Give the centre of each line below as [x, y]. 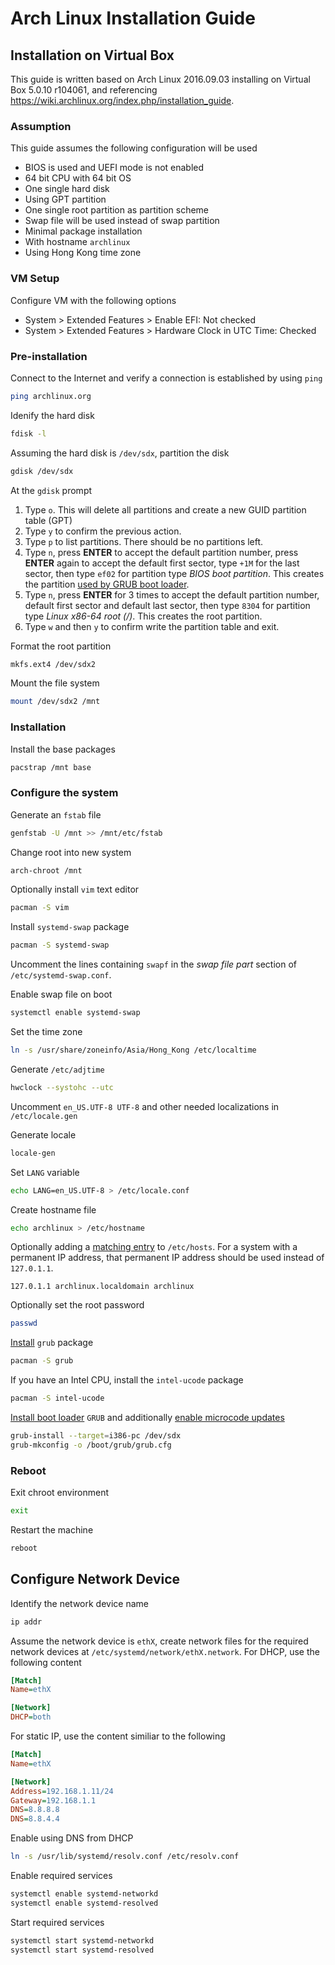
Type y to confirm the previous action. [103, 531]
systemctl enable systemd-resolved [84, 1903]
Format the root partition [61, 646]
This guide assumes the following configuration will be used [134, 148]
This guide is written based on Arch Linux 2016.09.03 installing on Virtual [160, 79]
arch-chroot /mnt [46, 870]
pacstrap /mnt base [51, 767]
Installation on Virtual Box [92, 55]
